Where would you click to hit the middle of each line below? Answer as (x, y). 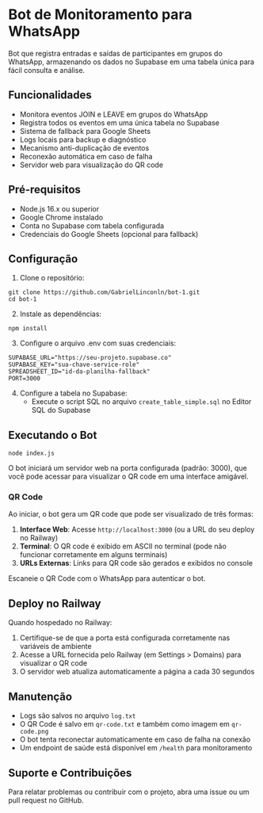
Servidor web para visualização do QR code (91, 165)
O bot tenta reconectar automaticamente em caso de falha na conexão (135, 739)
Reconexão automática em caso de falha (86, 156)
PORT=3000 (25, 379)
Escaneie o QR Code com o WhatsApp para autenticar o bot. (107, 578)
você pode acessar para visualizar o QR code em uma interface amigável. (128, 476)
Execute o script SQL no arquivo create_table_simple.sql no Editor (141, 402)
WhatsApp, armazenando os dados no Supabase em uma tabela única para (131, 62)
